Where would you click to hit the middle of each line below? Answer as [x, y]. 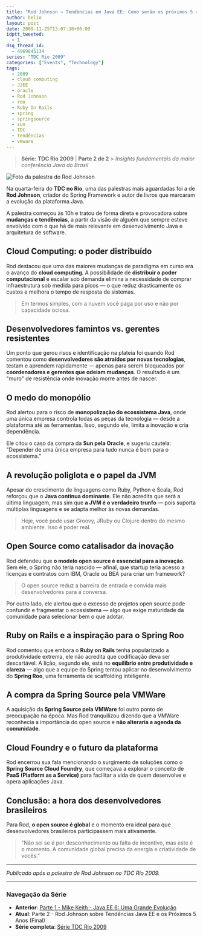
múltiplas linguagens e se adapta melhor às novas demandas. [83, 509]
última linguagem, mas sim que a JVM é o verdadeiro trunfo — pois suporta [101, 503]
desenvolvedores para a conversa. [64, 592]
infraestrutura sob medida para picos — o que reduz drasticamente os [94, 285]
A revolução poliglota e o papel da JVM [81, 475]
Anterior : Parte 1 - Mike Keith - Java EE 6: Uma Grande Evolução [96, 908]
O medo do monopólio [49, 397]
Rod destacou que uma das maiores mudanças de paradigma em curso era [100, 266]
